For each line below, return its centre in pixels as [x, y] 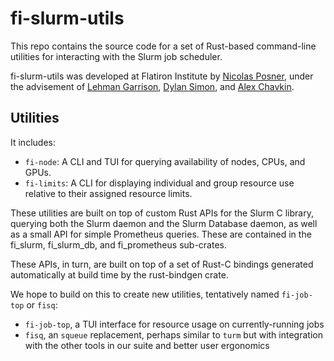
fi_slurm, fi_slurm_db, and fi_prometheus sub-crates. [118, 244]
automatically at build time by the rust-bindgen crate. [119, 274]
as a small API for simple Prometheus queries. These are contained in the [161, 234]
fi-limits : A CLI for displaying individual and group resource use [159, 183]
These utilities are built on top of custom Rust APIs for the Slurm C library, [162, 213]
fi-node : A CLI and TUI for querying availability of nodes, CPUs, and [165, 161]
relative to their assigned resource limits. [108, 193]
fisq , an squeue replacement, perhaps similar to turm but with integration [173, 334]
